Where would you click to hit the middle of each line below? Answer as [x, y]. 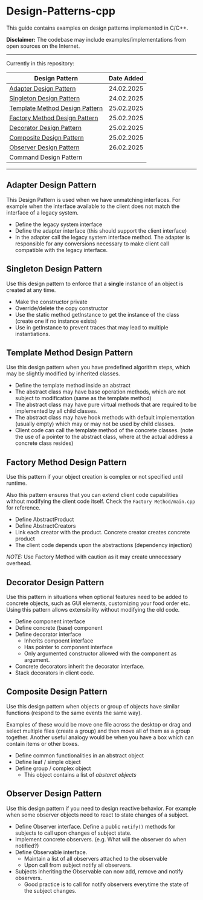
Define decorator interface [48, 634]
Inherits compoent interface [59, 641]
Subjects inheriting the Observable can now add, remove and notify [99, 871]
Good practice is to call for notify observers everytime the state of [106, 884]
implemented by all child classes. [56, 411]
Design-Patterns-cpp [61, 11]
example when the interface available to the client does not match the [93, 206]
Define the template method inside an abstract [73, 386]
